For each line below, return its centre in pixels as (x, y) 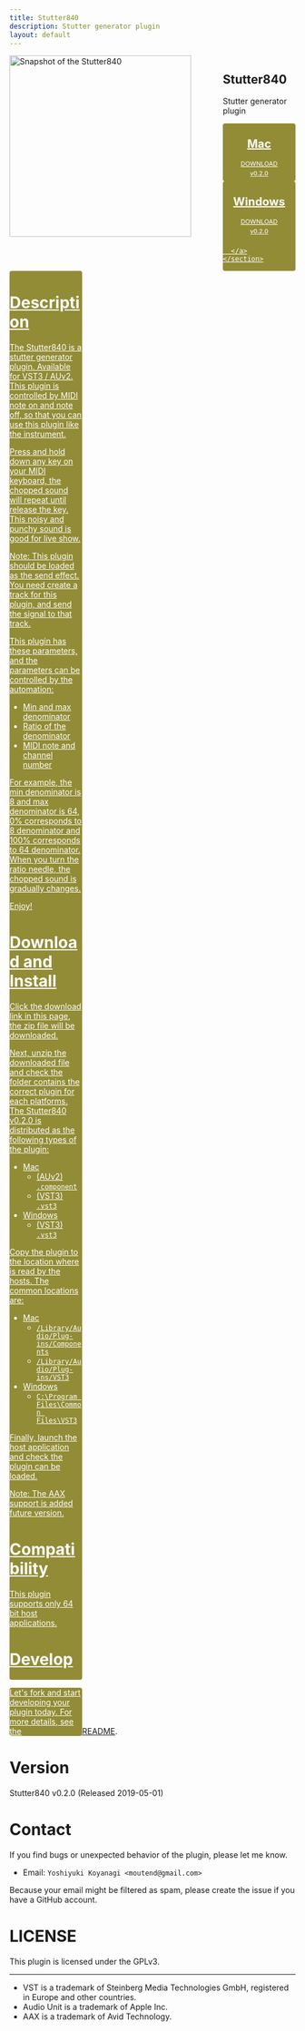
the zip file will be (42, 1025)
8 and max (30, 802)
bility (29, 1569)
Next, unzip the (38, 1053)
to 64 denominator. (45, 850)
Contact (40, 1830)
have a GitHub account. (54, 1899)
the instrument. (38, 434)
